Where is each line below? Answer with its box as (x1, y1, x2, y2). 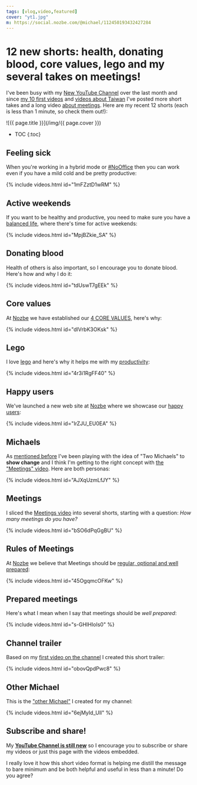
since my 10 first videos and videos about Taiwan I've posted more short (6, 95, 182, 103)
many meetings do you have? (6, 515, 78, 522)
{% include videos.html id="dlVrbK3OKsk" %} (6, 326, 118, 333)
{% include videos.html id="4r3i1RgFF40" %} (6, 370, 116, 377)
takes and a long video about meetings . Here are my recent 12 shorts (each (6, 102, 188, 109)
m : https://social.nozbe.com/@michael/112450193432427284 (6, 19, 151, 25)
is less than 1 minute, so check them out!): (6, 108, 108, 115)
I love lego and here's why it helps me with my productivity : (6, 358, 150, 365)
